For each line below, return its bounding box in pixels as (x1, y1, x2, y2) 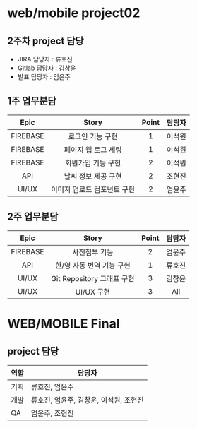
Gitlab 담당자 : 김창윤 (17, 64, 76, 72)
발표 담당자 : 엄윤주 (17, 73, 71, 81)
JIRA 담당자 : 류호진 (17, 55, 73, 63)
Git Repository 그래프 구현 (51, 273, 135, 283)
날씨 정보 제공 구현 (64, 171, 122, 181)
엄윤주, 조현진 (30, 408, 74, 418)
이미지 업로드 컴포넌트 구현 (51, 184, 136, 194)
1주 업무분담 (7, 95, 56, 107)
